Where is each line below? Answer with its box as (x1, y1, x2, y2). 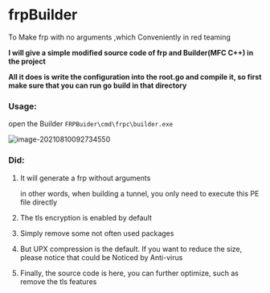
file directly (19, 197, 58, 207)
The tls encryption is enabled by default (19, 213, 153, 222)
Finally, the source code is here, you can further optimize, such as (19, 268, 239, 278)
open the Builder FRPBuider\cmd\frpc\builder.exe (8, 119, 174, 129)
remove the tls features (19, 276, 97, 287)
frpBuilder (8, 6, 78, 24)
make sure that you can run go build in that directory (8, 80, 187, 90)
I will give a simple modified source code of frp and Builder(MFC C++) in (8, 47, 254, 57)
